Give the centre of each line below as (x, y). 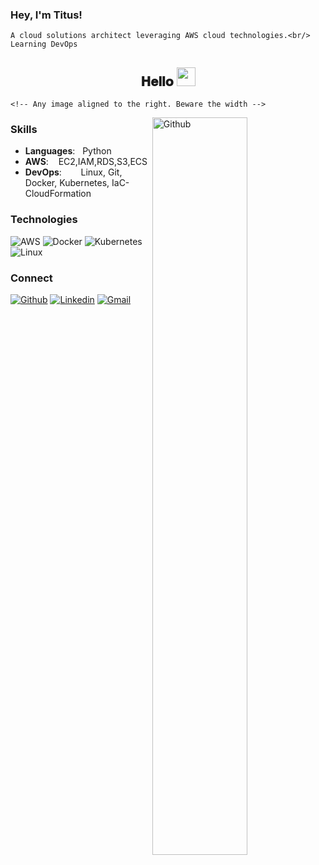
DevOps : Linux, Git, (73, 172)
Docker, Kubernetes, (67, 183)
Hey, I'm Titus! (46, 15)
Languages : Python (68, 151)
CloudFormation (58, 194)
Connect (31, 278)
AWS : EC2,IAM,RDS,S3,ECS (86, 162)
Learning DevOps (44, 44)
